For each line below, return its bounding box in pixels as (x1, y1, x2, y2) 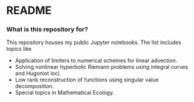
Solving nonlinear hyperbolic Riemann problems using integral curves (15, 63, 189, 71)
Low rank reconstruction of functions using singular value (15, 76, 159, 83)
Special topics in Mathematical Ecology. (15, 89, 115, 97)
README (6, 4, 52, 18)
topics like (6, 45, 32, 53)
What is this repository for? (6, 25, 89, 34)
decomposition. (15, 83, 54, 90)
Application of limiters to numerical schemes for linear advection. (15, 57, 178, 64)
